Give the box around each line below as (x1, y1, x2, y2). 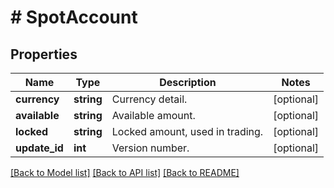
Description (159, 76, 217, 89)
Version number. (111, 141, 190, 155)
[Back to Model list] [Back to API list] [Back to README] (10, 167, 240, 178)
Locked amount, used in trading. (111, 125, 264, 138)
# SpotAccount (10, 6, 138, 29)
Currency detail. (111, 92, 188, 106)
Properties (10, 46, 78, 63)
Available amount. (111, 109, 196, 122)
